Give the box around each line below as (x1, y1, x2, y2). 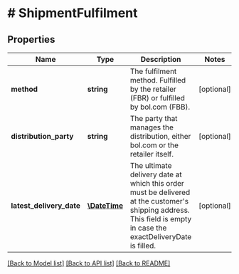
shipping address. (129, 205, 190, 215)
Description (140, 55, 181, 64)
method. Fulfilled (129, 75, 186, 85)
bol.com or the (129, 140, 179, 150)
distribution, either (129, 132, 191, 141)
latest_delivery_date (11, 201, 80, 211)
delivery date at (129, 169, 183, 179)
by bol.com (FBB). (129, 102, 191, 112)
